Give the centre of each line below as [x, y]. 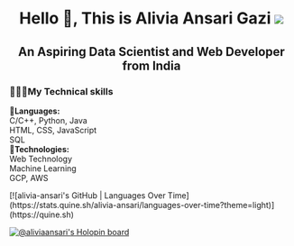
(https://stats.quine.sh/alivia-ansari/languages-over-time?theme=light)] [142, 205]
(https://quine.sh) [42, 214]
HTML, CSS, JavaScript [53, 130]
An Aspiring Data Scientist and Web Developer [152, 52]
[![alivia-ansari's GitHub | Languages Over [87, 195]
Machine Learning [43, 168]
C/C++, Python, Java [48, 120]
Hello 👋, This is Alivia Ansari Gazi [145, 18]
